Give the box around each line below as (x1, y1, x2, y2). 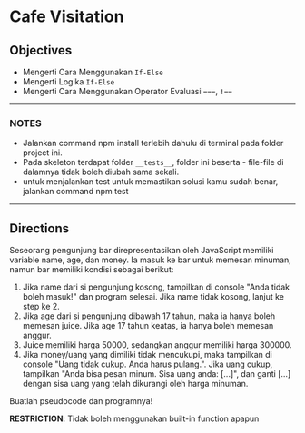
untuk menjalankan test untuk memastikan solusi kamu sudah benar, (22, 176, 279, 187)
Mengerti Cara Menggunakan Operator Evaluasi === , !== (22, 86, 233, 96)
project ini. (22, 147, 63, 158)
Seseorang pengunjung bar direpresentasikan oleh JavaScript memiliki (9, 245, 274, 256)
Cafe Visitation (9, 6, 124, 27)
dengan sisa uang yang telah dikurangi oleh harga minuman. (22, 379, 249, 389)
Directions (9, 221, 70, 236)
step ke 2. (22, 301, 61, 312)
